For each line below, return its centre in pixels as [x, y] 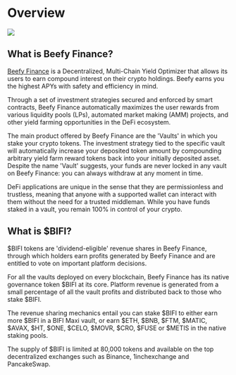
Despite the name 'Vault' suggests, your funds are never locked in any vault [117, 165]
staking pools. [27, 335]
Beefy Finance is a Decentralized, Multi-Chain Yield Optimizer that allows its [117, 71]
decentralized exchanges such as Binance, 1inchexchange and [98, 356]
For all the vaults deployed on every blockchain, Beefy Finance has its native [118, 277]
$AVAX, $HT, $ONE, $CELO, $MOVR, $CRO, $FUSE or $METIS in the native [117, 328]
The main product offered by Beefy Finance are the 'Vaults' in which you [112, 136]
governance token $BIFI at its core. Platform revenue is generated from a [113, 284]
